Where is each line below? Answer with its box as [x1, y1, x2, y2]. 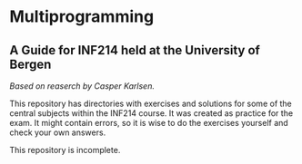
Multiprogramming [9, 6, 155, 27]
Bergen [9, 56, 52, 72]
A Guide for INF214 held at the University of [9, 43, 261, 58]
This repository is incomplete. [9, 145, 121, 155]
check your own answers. [9, 127, 106, 138]
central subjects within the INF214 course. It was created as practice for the [9, 108, 294, 119]
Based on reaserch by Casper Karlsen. [9, 81, 155, 92]
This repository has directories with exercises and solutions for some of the [9, 98, 293, 109]
